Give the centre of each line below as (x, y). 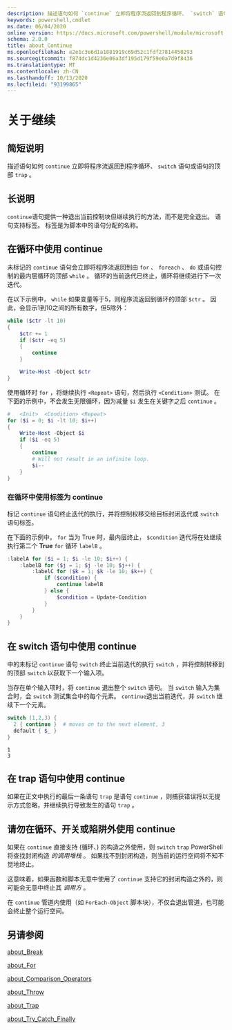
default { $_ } (35, 731)
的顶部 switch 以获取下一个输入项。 (58, 673)
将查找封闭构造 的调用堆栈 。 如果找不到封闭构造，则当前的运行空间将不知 (113, 856)
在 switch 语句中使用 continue (72, 646)
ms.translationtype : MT (41, 65)
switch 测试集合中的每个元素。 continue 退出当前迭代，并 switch (124, 696)
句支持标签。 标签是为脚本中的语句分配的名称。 (75, 225)
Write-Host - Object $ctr (55, 372)
